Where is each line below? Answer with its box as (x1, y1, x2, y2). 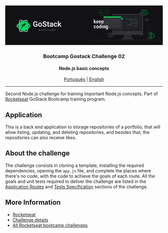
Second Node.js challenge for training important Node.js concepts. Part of (5, 91, 158, 97)
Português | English (63, 76, 104, 83)
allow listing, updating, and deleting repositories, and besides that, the (5, 129, 150, 135)
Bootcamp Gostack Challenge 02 (43, 53, 125, 60)
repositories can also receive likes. (5, 134, 76, 140)
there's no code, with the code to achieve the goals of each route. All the (5, 173, 155, 179)
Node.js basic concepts (58, 65, 109, 71)
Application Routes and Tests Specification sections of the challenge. (5, 183, 148, 189)
